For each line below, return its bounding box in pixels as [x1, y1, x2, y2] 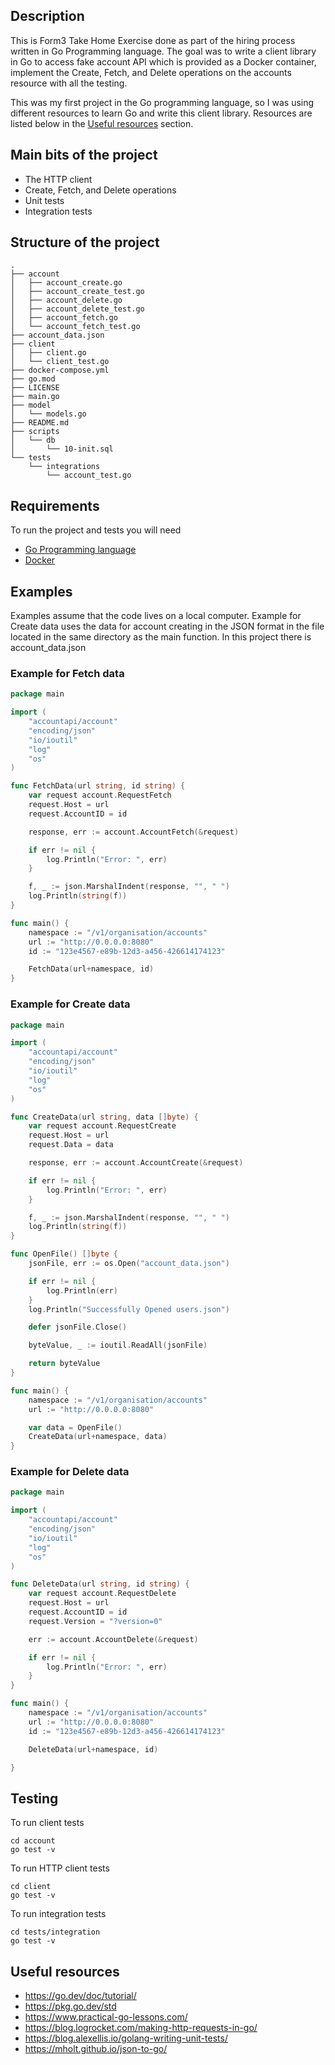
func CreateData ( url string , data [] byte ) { [10, 1112, 199, 1122]
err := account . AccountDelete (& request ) [28, 1634, 199, 1644]
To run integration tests [10, 1908, 107, 1920]
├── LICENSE [10, 383, 60, 393]
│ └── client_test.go [10, 357, 110, 367]
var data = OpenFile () [28, 1422, 123, 1433]
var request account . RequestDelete [28, 1589, 177, 1599]
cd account [10, 1836, 56, 1846]
